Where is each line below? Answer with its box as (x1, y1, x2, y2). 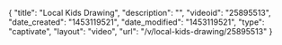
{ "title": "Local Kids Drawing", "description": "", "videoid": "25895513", (8, 8, 271, 18)
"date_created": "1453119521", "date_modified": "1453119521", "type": (8, 17, 265, 27)
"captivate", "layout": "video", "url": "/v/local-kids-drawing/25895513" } (8, 26, 273, 36)
